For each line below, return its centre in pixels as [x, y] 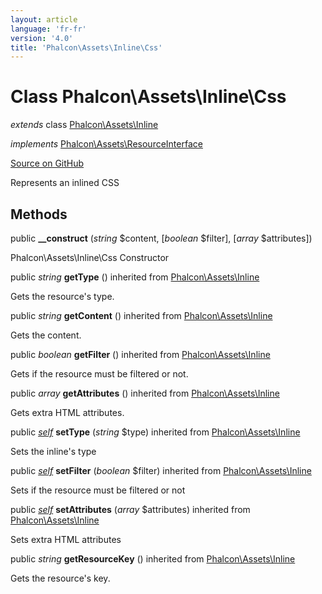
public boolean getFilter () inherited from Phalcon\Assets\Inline [140, 354]
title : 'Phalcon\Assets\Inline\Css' [86, 47]
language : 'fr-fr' [48, 29]
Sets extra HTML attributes [66, 539]
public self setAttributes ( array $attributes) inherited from [130, 509]
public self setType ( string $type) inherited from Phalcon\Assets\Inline [155, 432]
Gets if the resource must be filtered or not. [99, 374]
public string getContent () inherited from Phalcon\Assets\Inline [141, 315]
